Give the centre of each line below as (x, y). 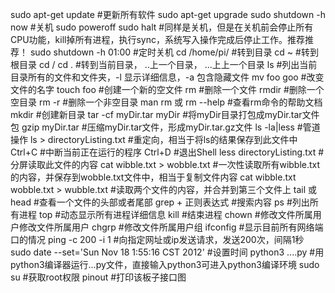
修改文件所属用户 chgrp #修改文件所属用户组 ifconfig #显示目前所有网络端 (171, 227)
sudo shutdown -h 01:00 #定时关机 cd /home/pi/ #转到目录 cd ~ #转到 (174, 52)
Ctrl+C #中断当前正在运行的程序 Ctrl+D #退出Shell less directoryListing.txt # (167, 152)
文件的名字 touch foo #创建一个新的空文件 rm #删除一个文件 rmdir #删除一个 (167, 89)
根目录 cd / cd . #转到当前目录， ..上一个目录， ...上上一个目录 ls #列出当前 (164, 64)
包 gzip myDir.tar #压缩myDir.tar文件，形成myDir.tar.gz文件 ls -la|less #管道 (165, 127)
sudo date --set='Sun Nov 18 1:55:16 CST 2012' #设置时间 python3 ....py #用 (167, 252)
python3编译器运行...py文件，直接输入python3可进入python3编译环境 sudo (165, 264)
